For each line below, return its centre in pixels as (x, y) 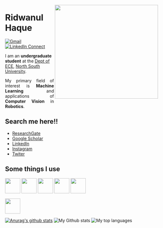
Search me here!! (32, 122)
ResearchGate (26, 133)
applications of (30, 96)
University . (16, 71)
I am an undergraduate (28, 56)
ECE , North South (23, 66)
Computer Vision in (30, 101)
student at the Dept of (27, 61)
